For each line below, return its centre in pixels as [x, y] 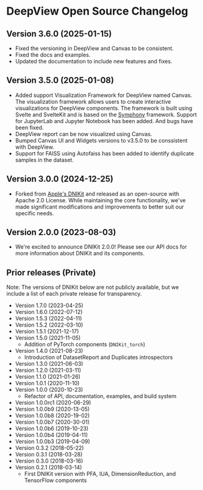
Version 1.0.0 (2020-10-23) [49, 390]
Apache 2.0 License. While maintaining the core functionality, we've [100, 200]
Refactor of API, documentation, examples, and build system [100, 396]
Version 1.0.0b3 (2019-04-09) [52, 442]
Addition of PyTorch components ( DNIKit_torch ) [85, 344]
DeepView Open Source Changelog [97, 11]
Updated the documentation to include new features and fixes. [94, 61]
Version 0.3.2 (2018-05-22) [49, 448]
